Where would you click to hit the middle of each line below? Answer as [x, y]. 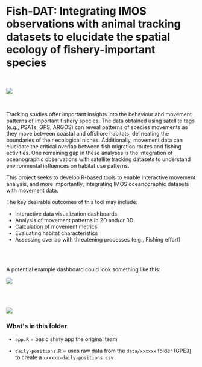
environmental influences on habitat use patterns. [68, 165]
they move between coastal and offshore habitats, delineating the [88, 133]
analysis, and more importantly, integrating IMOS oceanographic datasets [98, 183]
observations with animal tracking [93, 24]
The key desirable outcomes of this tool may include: [72, 202]
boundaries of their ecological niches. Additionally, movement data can [94, 140]
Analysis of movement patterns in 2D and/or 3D [74, 220]
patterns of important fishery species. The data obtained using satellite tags [100, 121]
